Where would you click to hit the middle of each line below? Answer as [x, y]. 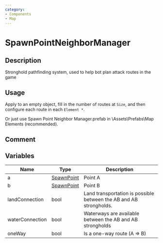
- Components [18, 14]
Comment [20, 139]
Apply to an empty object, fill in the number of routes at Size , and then [75, 104]
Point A [92, 178]
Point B [92, 186]
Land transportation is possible [119, 193]
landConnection [25, 200]
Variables [20, 156]
